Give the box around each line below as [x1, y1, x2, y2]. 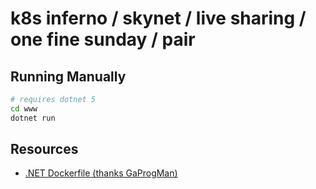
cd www [10, 103, 38, 114]
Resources [10, 141, 79, 158]
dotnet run [10, 113, 56, 123]
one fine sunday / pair [10, 28, 196, 51]
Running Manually [10, 68, 127, 85]
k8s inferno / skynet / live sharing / [10, 7, 307, 30]
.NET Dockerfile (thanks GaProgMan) [24, 167, 178, 179]
